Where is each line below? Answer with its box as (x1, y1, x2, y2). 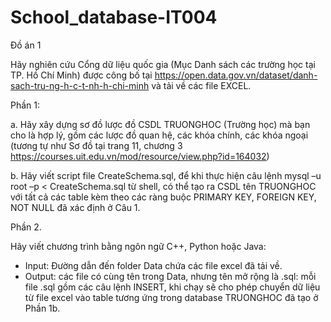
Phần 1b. (24, 302, 61, 314)
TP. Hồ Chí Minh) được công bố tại (10, 69, 153, 81)
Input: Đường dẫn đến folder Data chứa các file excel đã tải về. (24, 259, 283, 271)
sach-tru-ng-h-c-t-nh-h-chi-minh (10, 79, 150, 91)
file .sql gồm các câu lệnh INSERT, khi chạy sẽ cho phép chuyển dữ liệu (24, 281, 321, 293)
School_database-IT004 (10, 6, 218, 29)
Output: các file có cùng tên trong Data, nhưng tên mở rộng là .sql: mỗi (24, 270, 317, 282)
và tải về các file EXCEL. (151, 79, 252, 91)
